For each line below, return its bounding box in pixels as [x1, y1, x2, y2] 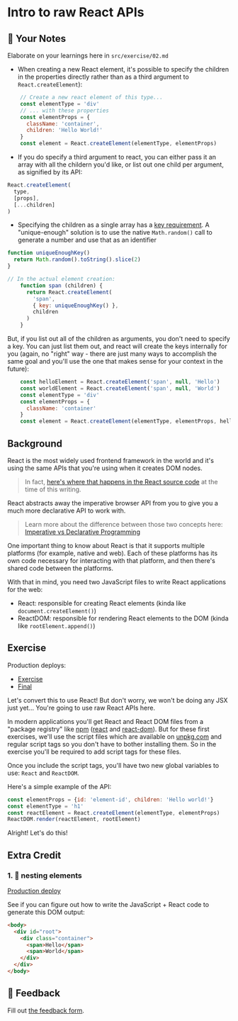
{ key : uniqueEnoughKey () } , [33, 302, 119, 309]
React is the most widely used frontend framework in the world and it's [7, 456, 215, 464]
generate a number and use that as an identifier [17, 235, 157, 245]
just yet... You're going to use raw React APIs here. [7, 703, 156, 712]
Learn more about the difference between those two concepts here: [24, 520, 223, 528]
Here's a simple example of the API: [7, 782, 112, 791]
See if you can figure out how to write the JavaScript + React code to [7, 900, 210, 908]
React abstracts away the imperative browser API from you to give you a [7, 498, 218, 507]
